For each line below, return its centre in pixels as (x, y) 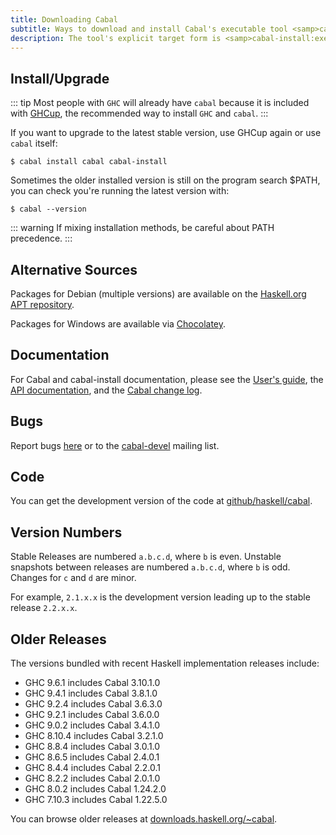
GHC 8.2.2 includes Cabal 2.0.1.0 (92, 778)
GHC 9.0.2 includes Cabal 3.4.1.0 (92, 725)
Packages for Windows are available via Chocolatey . (118, 324)
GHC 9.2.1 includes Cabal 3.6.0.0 (92, 715)
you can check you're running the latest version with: (120, 191)
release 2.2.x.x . (44, 608)
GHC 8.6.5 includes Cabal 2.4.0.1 (92, 757)
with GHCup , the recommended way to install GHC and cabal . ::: (139, 113)
